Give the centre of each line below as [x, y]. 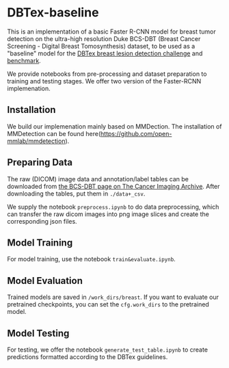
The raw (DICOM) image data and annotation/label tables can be [98, 179]
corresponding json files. [42, 221]
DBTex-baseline [53, 13]
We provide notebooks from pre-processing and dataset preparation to [107, 74]
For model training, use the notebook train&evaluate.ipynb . [91, 259]
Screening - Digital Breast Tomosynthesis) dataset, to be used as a [101, 46]
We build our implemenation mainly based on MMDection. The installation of [114, 126]
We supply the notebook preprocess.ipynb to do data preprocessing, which [113, 207]
